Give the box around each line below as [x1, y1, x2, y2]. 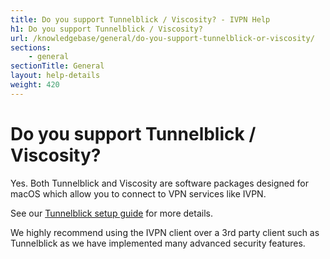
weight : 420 [10, 80, 60, 90]
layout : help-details [10, 71, 101, 81]
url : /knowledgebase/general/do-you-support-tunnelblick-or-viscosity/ [10, 33, 315, 43]
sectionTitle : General [10, 61, 105, 71]
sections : [10, 42, 52, 53]
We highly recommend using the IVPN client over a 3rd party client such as [10, 226, 320, 238]
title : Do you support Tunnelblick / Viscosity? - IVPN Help [10, 14, 271, 25]
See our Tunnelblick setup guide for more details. [10, 207, 213, 219]
